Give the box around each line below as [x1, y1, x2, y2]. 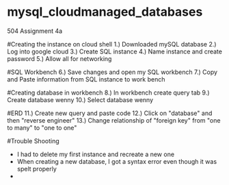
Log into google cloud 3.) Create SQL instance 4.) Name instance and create [7, 47, 222, 56]
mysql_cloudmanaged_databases [7, 4, 203, 20]
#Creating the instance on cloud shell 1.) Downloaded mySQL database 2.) [7, 40, 217, 48]
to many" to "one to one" [7, 123, 77, 132]
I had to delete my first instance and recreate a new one [16, 150, 175, 158]
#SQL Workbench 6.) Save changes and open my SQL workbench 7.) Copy [7, 68, 217, 76]
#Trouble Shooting [7, 136, 59, 145]
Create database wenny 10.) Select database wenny [7, 95, 154, 103]
